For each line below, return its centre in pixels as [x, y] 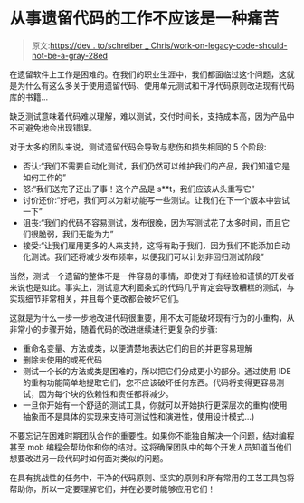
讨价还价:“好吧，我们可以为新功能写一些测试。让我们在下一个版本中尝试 [156, 199]
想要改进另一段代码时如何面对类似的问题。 [89, 458]
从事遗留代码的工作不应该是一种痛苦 [144, 19]
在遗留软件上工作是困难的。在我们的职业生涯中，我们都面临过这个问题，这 [148, 74]
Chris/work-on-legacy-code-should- [219, 45]
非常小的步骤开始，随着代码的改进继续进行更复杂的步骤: [114, 329]
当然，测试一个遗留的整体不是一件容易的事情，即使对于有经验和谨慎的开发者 [152, 276]
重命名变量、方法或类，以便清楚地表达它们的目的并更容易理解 [138, 348]
